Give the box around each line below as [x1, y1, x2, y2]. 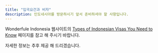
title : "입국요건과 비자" [5, 7, 52, 12]
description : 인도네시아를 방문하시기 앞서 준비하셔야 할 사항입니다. [5, 12, 129, 17]
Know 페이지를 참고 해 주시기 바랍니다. [5, 32, 80, 38]
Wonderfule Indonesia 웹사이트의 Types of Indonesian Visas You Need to [5, 26, 153, 32]
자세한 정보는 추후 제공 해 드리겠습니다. [5, 42, 81, 48]
